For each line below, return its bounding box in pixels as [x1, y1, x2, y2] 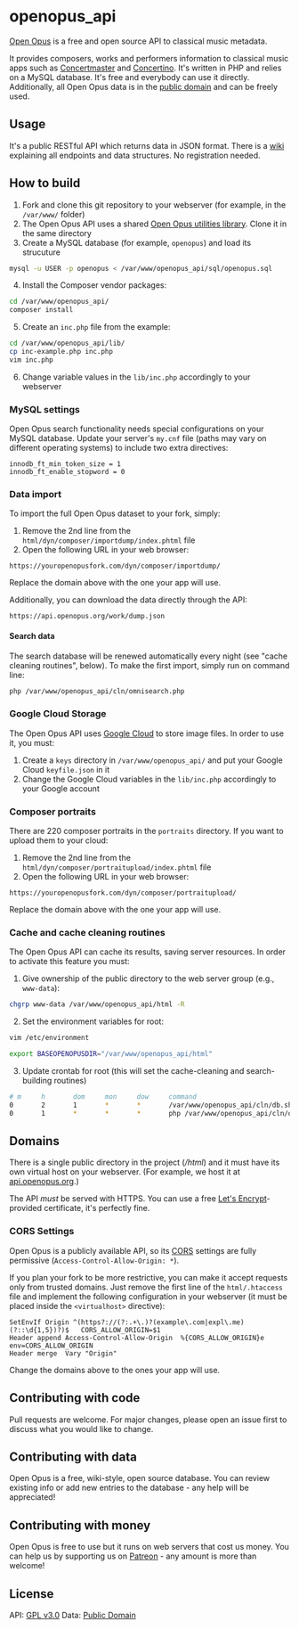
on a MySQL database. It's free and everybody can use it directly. [9, 71, 250, 82]
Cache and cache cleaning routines [9, 927, 166, 938]
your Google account [21, 782, 100, 794]
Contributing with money [9, 1518, 151, 1533]
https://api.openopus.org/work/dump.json [9, 612, 166, 621]
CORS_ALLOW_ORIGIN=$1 [80, 1325, 162, 1334]
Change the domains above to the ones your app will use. [9, 1364, 221, 1375]
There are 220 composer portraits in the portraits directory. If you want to [9, 826, 284, 837]
